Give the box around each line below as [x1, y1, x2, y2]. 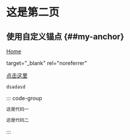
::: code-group [6, 95, 42, 101]
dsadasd [6, 84, 26, 90]
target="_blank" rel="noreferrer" [6, 60, 88, 66]
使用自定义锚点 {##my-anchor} [6, 31, 125, 42]
